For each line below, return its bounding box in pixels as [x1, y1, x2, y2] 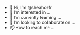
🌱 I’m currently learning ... [9, 15, 62, 20]
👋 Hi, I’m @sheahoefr [9, 5, 52, 10]
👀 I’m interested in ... [9, 9, 51, 15]
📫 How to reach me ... [9, 25, 55, 30]
